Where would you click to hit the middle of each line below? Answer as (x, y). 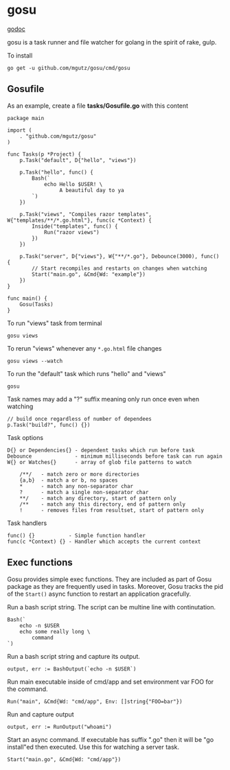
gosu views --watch (35, 361)
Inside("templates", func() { (75, 226)
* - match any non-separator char (77, 486)
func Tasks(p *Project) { (44, 154)
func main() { (27, 298)
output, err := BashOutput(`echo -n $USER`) (72, 669)
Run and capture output (41, 714)
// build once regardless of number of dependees (80, 419)
